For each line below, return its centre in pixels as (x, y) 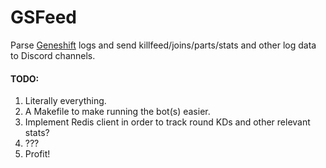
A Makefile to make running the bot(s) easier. (117, 112)
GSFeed (43, 17)
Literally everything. (65, 101)
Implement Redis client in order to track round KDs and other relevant (167, 122)
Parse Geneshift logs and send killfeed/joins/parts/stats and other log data (163, 45)
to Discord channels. (53, 55)
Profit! (37, 154)
